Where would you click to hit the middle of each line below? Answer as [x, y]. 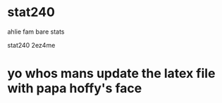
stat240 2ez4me [31, 45]
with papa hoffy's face [75, 89]
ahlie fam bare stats [36, 32]
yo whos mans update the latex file [111, 74]
